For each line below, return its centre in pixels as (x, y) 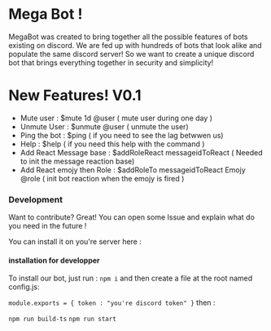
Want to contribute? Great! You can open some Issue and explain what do (131, 217)
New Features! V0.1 (75, 96)
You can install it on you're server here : (75, 242)
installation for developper (54, 260)
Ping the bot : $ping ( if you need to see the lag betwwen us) (122, 135)
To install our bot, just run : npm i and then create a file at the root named (131, 278)
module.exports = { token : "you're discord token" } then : (112, 303)
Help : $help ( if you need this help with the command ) (112, 144)
